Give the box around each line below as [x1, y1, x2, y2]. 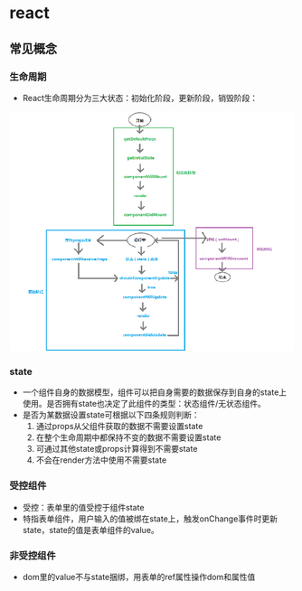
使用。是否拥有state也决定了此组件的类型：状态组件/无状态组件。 [22, 399, 267, 409]
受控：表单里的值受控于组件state [22, 502, 145, 512]
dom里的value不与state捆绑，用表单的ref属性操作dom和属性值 [22, 571, 256, 582]
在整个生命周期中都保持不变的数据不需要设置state [35, 432, 222, 443]
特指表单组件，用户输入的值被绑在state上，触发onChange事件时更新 [22, 513, 278, 524]
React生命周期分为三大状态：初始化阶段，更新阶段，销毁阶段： [22, 92, 259, 103]
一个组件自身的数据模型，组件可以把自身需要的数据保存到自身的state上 [22, 387, 288, 398]
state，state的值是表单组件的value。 [22, 524, 160, 535]
